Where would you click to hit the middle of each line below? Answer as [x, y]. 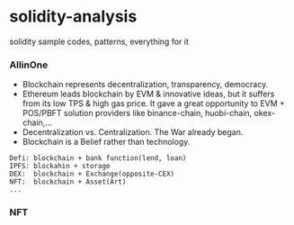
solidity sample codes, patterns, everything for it [99, 41]
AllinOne [29, 65]
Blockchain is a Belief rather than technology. [106, 142]
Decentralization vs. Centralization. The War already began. [133, 132]
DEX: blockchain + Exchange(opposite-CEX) [92, 174]
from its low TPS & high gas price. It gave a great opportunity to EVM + [154, 103]
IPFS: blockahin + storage [60, 166]
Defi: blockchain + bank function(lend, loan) [98, 158]
